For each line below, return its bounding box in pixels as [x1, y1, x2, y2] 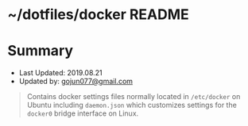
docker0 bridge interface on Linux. [26, 109, 139, 118]
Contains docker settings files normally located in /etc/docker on [26, 92, 241, 101]
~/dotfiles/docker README [7, 6, 190, 24]
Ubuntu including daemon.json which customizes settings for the [26, 101, 238, 110]
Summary [7, 42, 73, 60]
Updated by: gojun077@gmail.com [18, 77, 133, 86]
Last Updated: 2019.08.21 [18, 68, 103, 78]
